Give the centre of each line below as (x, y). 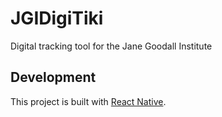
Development (53, 77)
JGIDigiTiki (57, 18)
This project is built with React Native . (88, 101)
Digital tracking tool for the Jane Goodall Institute (111, 46)
